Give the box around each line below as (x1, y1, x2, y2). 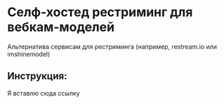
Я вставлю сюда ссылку (7, 89, 80, 97)
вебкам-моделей (7, 19, 114, 35)
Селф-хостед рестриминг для (7, 4, 193, 20)
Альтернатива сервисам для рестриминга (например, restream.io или (7, 42, 218, 51)
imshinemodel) (7, 50, 51, 58)
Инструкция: (7, 70, 68, 82)
